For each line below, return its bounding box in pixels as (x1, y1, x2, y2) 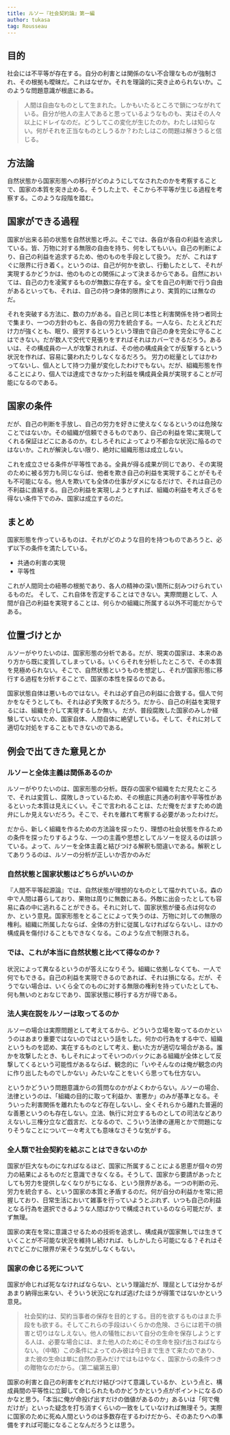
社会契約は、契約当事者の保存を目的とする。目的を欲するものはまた (23, 1312, 216, 1321)
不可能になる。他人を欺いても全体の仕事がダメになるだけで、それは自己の (12, 477, 222, 485)
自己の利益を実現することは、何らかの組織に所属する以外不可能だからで (18, 599, 223, 607)
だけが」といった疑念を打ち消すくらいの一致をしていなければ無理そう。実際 (7, 1403, 222, 1412)
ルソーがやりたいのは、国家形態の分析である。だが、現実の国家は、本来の (7, 649, 217, 658)
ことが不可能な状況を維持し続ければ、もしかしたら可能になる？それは (18, 1236, 217, 1245)
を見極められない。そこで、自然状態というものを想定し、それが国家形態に (7, 666, 217, 675)
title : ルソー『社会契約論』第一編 (7, 10, 95, 17)
